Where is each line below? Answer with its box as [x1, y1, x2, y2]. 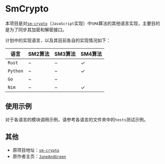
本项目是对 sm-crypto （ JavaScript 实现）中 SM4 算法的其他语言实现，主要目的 [5, 20, 160, 26]
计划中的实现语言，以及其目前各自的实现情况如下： [5, 37, 111, 43]
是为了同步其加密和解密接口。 [5, 26, 67, 33]
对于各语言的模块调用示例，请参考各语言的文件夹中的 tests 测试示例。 [5, 116, 148, 122]
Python [8, 68, 24, 73]
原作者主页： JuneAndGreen [12, 153, 66, 159]
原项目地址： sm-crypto [12, 147, 60, 153]
